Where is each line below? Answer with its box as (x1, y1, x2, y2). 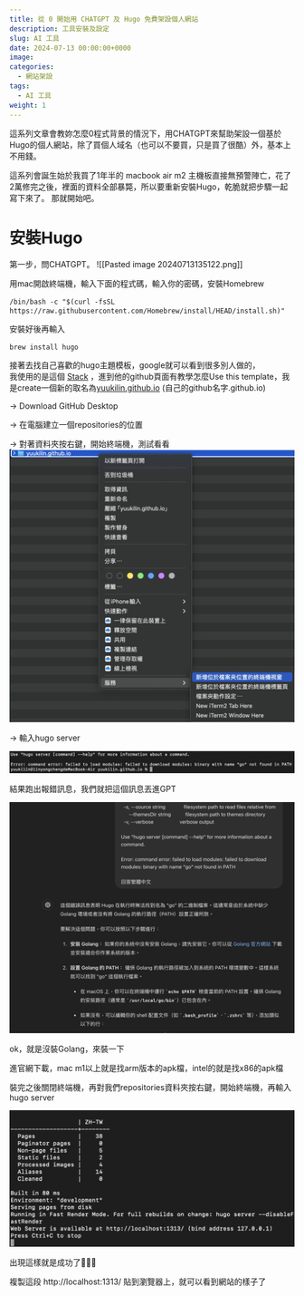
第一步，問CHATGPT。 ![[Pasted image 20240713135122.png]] (9, 259, 243, 270)
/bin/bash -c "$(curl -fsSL (9, 297, 116, 307)
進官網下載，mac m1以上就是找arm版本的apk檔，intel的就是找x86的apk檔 (9, 1063, 283, 1074)
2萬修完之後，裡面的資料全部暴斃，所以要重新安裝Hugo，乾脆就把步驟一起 (9, 181, 289, 192)
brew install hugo (9, 343, 79, 353)
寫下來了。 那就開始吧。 (9, 192, 100, 203)
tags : (9, 82, 30, 91)
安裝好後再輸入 (9, 324, 65, 334)
